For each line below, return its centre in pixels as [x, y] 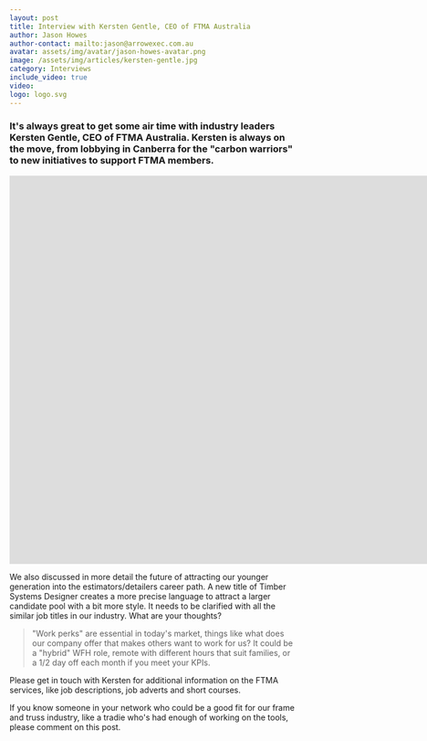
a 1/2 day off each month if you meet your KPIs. [121, 662]
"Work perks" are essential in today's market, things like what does [158, 633]
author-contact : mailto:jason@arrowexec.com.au [102, 43]
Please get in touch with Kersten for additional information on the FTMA [144, 680]
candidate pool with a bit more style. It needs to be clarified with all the [143, 606]
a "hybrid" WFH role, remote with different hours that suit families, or [161, 652]
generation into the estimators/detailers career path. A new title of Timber [148, 587]
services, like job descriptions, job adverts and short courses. [125, 690]
